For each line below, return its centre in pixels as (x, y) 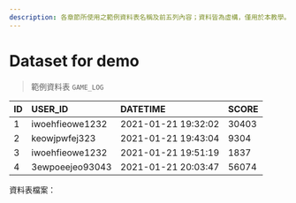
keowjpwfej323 (64, 138)
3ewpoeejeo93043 (72, 167)
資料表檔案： (32, 190)
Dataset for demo (74, 60)
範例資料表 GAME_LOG (67, 86)
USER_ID (50, 109)
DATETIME (143, 109)
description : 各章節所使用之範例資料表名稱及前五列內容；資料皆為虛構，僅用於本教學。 (150, 17)
